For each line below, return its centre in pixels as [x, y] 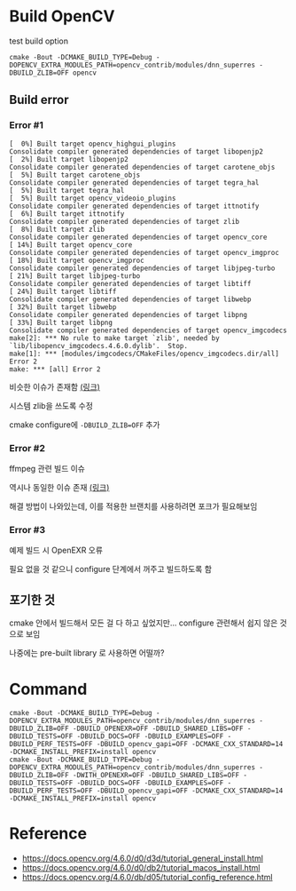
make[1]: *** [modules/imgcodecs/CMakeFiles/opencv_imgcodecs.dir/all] [144, 354]
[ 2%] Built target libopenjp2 [69, 159]
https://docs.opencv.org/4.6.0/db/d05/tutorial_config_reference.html [147, 877]
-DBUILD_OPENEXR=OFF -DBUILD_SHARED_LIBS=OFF [158, 728]
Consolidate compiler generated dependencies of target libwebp [130, 299]
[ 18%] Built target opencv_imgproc [77, 260]
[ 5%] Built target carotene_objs [75, 175]
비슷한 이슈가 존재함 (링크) [55, 386]
